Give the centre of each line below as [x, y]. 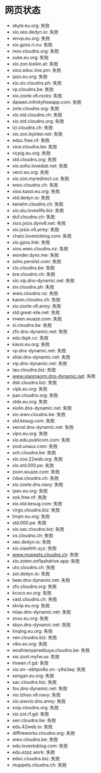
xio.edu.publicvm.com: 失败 [41, 440]
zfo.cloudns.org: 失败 [34, 586]
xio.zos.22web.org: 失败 [37, 459]
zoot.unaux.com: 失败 [35, 446]
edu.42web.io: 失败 [32, 727]
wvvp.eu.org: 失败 [31, 38]
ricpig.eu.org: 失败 [31, 153]
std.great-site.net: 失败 [36, 312]
